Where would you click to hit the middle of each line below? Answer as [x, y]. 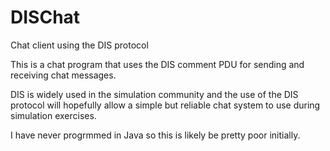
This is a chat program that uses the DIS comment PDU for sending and [157, 64]
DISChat [45, 17]
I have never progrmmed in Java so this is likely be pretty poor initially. [155, 135]
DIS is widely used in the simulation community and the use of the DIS [154, 94]
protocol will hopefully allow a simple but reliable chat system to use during [165, 105]
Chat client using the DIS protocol [79, 45]
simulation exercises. [53, 115]
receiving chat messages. [63, 75]
